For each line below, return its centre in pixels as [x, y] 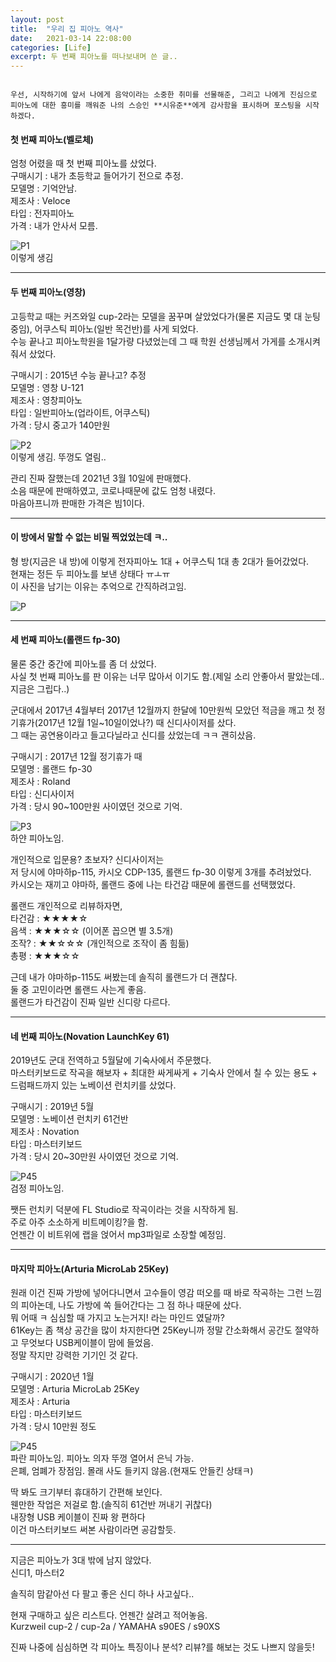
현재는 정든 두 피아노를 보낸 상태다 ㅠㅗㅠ [90, 573]
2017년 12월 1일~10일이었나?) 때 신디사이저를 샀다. [137, 722]
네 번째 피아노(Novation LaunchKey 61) [90, 1036]
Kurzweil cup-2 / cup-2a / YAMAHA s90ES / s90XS [115, 1627]
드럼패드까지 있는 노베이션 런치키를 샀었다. [93, 1085]
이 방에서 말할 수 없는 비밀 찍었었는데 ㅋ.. [89, 537]
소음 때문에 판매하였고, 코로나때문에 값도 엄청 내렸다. [113, 490]
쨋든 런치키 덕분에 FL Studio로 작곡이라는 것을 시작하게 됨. [124, 1210]
